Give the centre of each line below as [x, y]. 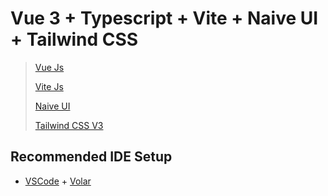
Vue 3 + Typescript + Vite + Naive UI [164, 18]
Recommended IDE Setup [91, 157]
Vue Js [49, 67]
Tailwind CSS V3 [69, 125]
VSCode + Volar [58, 181]
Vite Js [49, 86]
